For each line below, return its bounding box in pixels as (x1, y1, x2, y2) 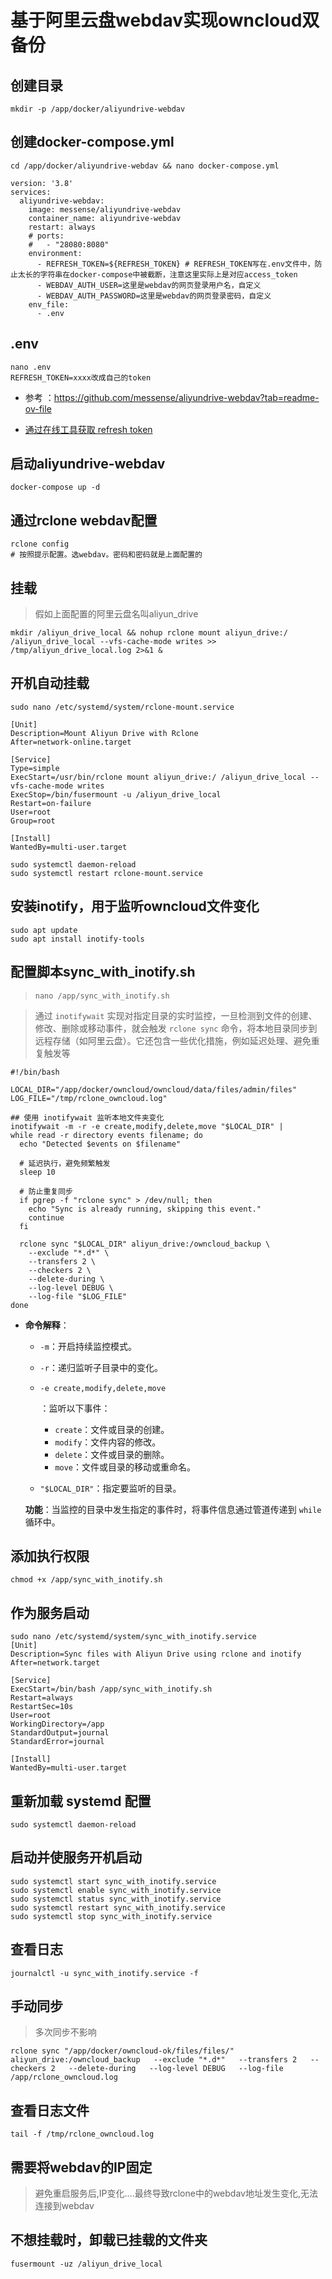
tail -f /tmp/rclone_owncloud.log (10, 2129, 155, 2140)
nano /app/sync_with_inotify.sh (34, 991, 170, 1001)
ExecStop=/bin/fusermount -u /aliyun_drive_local (10, 789, 222, 800)
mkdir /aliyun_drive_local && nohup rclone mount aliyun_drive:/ (10, 628, 288, 638)
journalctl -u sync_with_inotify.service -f (10, 1968, 199, 1978)
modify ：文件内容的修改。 (54, 1436, 162, 1448)
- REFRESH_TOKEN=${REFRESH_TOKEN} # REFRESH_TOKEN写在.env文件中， (36, 259, 315, 269)
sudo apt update (10, 925, 78, 935)
